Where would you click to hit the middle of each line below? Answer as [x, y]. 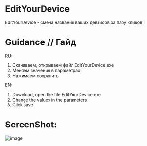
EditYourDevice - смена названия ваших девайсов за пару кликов [74, 22]
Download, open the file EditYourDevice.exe [57, 94]
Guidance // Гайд [41, 42]
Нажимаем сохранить [35, 75]
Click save [23, 105]
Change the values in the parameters [49, 100]
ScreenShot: [31, 125]
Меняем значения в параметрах [46, 70]
